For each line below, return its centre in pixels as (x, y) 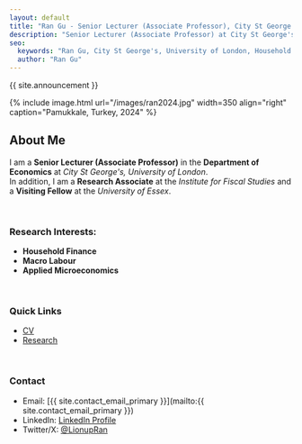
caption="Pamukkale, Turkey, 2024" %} (83, 112)
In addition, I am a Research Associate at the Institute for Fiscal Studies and (151, 181)
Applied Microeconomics (71, 270)
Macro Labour (49, 261)
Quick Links (36, 312)
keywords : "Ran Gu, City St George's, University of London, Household (155, 51)
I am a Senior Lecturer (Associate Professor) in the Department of (134, 162)
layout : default (40, 18)
